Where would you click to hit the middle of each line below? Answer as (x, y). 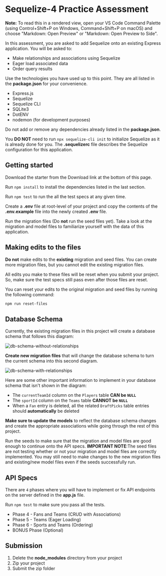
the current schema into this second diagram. (52, 361)
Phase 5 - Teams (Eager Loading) (47, 520)
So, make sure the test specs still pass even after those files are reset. (77, 279)
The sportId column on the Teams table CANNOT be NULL (70, 401)
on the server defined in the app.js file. (45, 495)
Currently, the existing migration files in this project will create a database (80, 331)
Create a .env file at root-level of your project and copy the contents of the (81, 206)
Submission (24, 546)
